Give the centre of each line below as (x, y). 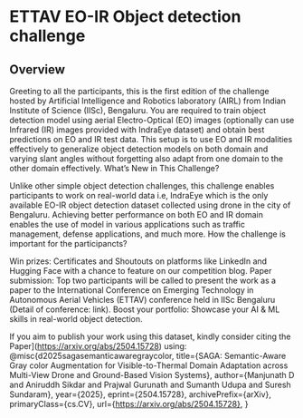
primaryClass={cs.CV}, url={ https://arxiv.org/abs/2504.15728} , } (129, 404)
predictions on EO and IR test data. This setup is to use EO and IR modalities (151, 139)
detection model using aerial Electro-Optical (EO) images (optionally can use (152, 120)
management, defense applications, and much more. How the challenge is (148, 234)
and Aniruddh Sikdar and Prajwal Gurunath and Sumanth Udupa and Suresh (150, 384)
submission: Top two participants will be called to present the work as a (143, 280)
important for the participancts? (68, 243)
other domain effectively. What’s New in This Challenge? (114, 168)
